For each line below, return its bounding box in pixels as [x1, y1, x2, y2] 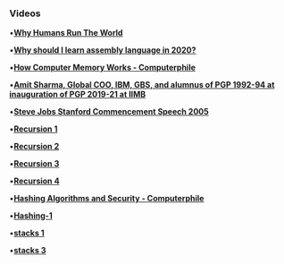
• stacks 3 [9, 245, 46, 256]
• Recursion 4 [9, 175, 60, 186]
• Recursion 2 [9, 141, 60, 152]
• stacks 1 [9, 227, 45, 239]
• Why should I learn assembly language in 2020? [9, 45, 196, 55]
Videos [9, 7, 41, 20]
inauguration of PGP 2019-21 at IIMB [9, 89, 146, 100]
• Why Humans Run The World [9, 28, 123, 38]
